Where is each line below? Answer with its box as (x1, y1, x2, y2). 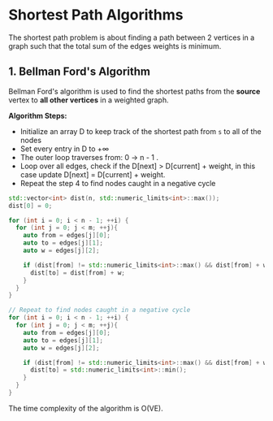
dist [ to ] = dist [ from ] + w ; (29, 268, 126, 277)
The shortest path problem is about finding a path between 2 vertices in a (8, 33, 255, 42)
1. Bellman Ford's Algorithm (8, 65, 150, 79)
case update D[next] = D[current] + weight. (19, 169, 166, 180)
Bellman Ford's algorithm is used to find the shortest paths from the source (8, 86, 261, 96)
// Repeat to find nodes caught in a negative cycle (8, 306, 191, 315)
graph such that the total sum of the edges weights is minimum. (8, 41, 222, 50)
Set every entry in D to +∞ (19, 144, 110, 154)
